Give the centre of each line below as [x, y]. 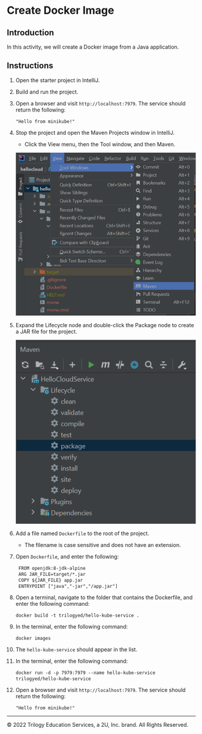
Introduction [31, 33]
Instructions [30, 66]
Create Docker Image [61, 10]
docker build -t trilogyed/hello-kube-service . [77, 615]
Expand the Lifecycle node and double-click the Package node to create [105, 325]
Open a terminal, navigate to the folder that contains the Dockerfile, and [104, 597]
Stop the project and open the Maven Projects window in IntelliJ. [95, 132]
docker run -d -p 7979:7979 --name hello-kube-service [85, 673]
